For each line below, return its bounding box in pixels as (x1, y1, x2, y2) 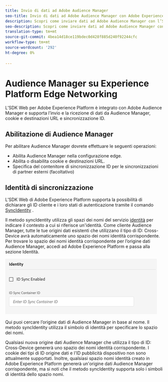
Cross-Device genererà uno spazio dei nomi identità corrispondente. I (5, 345, 149, 351)
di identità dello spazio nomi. (5, 371, 64, 377)
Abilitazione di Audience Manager (5, 130, 113, 138)
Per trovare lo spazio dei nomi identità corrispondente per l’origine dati (5, 238, 150, 244)
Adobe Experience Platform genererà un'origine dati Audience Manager (5, 360, 153, 367)
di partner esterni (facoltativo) (12, 169, 74, 175)
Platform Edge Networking (5, 88, 117, 99)
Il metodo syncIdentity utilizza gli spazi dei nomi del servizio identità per (5, 217, 153, 223)
